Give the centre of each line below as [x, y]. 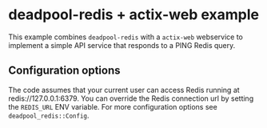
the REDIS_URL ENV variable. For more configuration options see [113, 106]
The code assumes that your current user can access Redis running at [124, 90]
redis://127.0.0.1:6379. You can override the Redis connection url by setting [131, 98]
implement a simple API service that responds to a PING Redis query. [122, 45]
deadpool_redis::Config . [49, 115]
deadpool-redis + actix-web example [134, 15]
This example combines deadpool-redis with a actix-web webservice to [126, 37]
